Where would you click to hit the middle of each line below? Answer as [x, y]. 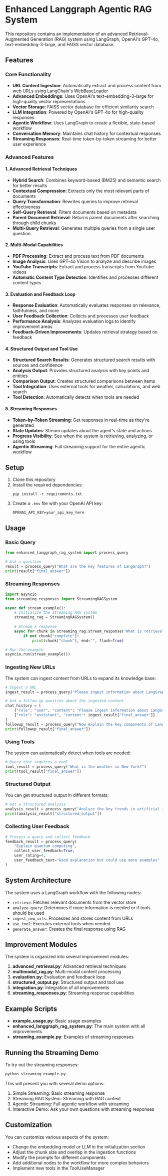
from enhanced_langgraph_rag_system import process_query [67, 553]
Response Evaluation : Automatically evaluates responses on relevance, [86, 305]
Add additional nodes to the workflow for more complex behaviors [80, 1162]
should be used [28, 913]
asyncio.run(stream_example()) [38, 654]
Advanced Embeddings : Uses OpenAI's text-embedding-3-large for [83, 96]
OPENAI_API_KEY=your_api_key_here [48, 513]
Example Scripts [31, 1009]
